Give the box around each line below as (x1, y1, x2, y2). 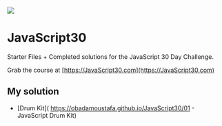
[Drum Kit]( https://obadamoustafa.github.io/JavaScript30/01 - (17, 103, 195, 112)
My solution (7, 86, 60, 97)
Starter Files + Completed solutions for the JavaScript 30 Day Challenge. (7, 52, 214, 61)
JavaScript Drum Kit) (17, 111, 77, 119)
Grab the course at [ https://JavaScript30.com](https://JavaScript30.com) (7, 66, 215, 74)
